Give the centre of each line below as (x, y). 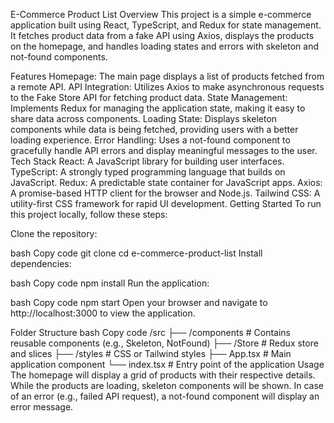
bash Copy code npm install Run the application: (110, 283)
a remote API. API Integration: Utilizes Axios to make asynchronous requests (167, 87)
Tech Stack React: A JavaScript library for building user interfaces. (147, 161)
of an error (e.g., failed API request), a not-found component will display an (165, 396)
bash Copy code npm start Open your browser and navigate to (139, 302)
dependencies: (41, 263)
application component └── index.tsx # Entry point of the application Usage (167, 364)
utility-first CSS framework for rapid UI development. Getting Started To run (166, 203)
